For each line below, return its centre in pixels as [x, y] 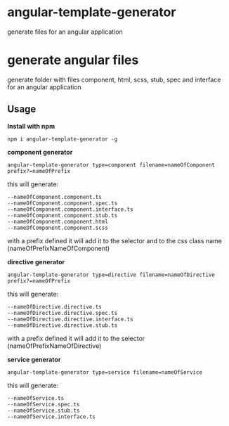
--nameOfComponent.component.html [58, 221]
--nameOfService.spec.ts [44, 404]
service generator [34, 359]
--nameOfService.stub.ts [44, 411]
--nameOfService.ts [36, 398]
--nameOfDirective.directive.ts [54, 306]
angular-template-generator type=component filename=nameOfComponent [111, 165]
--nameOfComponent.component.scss [58, 228]
